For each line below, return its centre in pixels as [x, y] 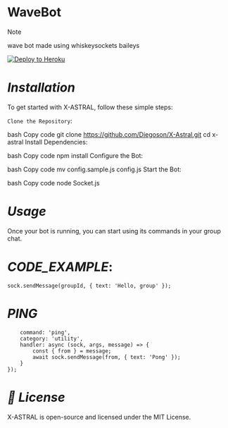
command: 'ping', [45, 332]
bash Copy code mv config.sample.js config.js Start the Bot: [94, 169]
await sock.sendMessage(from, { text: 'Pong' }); [107, 357]
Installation [41, 88]
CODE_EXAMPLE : [60, 267]
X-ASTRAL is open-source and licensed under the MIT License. [99, 417]
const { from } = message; [72, 351]
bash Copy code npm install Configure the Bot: [75, 155]
